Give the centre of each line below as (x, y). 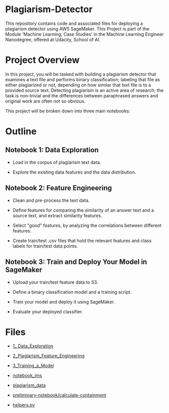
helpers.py (24, 405)
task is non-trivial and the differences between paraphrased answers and (82, 95)
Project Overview (43, 60)
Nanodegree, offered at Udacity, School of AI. (53, 40)
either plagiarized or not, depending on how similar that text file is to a (78, 85)
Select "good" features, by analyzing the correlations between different (87, 225)
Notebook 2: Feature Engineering (59, 188)
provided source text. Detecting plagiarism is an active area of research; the (84, 90)
